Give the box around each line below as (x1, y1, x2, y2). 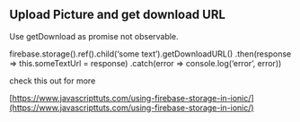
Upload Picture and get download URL (9, 7, 226, 22)
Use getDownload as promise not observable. (9, 30, 179, 41)
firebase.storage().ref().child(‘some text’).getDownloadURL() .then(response (9, 48, 292, 59)
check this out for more (9, 75, 96, 86)
